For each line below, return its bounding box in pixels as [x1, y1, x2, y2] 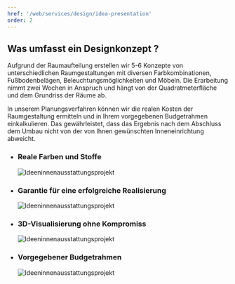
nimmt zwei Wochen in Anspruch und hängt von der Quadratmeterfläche [7, 83, 217, 92]
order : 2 [7, 17, 33, 24]
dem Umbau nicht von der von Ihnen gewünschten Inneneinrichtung [7, 127, 205, 135]
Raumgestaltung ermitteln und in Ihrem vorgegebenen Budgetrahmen [7, 112, 208, 121]
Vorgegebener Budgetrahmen [17, 252, 122, 262]
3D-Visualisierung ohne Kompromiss [17, 219, 147, 229]
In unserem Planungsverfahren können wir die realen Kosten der [7, 104, 194, 113]
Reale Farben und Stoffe [17, 152, 102, 162]
